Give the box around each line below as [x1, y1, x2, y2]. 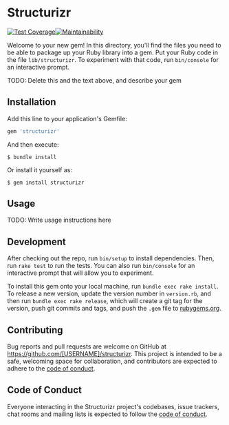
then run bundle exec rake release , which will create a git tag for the [7, 297, 203, 305]
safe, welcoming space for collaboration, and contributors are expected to [7, 357, 218, 366]
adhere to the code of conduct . [7, 364, 96, 373]
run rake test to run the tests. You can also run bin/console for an [7, 262, 195, 270]
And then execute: [7, 140, 59, 149]
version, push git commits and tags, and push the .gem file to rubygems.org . [7, 304, 222, 313]
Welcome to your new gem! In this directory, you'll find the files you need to [7, 41, 221, 49]
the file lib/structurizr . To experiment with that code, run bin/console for [7, 55, 219, 63]
